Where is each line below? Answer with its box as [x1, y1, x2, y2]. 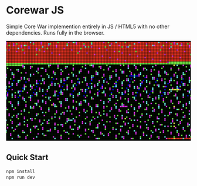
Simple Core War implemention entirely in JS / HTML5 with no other [6, 23, 170, 30]
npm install [6, 168, 35, 174]
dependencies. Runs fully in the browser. [6, 29, 105, 36]
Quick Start [6, 152, 49, 162]
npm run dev [6, 174, 35, 180]
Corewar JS [6, 4, 64, 17]
